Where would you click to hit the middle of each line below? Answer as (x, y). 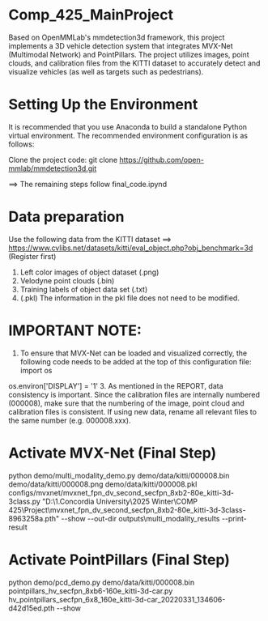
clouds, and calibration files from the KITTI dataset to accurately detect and (134, 63)
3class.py (24, 501)
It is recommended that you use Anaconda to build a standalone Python (128, 126)
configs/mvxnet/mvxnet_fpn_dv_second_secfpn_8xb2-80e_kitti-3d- (121, 492)
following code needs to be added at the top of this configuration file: (136, 361)
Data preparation (66, 217)
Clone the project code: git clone (63, 160)
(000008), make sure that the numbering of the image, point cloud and (126, 403)
